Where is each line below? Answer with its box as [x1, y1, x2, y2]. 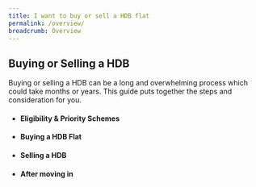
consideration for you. [8, 95, 82, 105]
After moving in [19, 168, 74, 178]
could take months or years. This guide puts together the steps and [8, 86, 233, 97]
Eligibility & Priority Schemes [19, 114, 120, 123]
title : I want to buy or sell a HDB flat [8, 11, 150, 20]
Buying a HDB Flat [19, 132, 82, 142]
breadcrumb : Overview [8, 27, 82, 35]
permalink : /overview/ [8, 19, 85, 27]
